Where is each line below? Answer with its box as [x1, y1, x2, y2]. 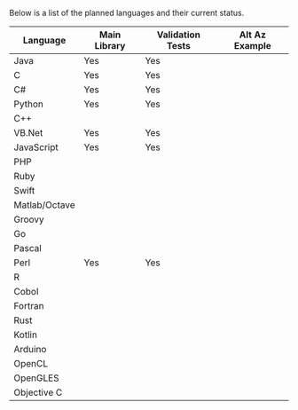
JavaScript [13, 141, 59, 154]
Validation [156, 28, 201, 41]
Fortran [13, 300, 44, 311]
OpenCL [13, 358, 49, 369]
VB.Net [13, 127, 43, 138]
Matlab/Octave [13, 199, 75, 211]
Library [94, 40, 126, 51]
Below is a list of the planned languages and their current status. [9, 8, 245, 18]
